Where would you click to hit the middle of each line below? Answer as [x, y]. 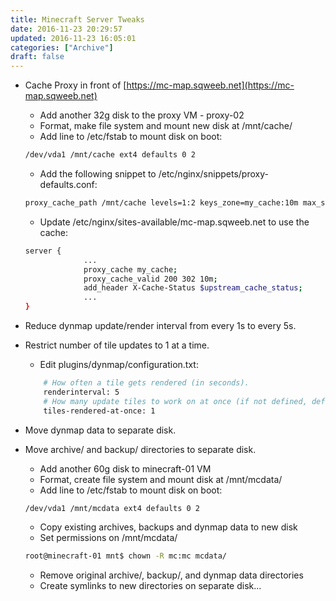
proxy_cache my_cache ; [130, 269]
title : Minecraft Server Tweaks [77, 19]
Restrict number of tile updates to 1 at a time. [117, 345]
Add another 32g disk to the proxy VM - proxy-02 [142, 115]
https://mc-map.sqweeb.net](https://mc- [210, 85]
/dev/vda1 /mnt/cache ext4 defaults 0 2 [110, 155]
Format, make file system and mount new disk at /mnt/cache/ [166, 126]
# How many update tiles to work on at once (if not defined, [175, 401]
